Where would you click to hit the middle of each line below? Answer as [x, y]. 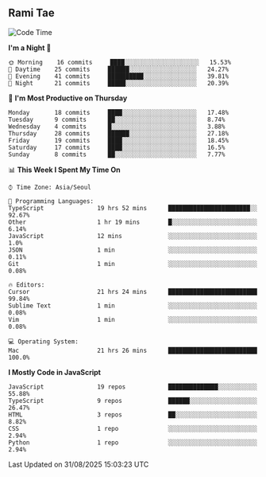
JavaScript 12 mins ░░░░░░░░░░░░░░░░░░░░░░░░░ [133, 236]
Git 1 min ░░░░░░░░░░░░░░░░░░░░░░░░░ [133, 264]
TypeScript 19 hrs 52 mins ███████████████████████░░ [133, 208]
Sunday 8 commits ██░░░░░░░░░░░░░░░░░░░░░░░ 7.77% [117, 154]
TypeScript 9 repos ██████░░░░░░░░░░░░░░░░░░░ [133, 401]
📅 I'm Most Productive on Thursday [68, 98]
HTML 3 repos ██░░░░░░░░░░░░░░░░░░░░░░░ [133, 414]
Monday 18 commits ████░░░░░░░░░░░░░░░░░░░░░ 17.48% [118, 112]
